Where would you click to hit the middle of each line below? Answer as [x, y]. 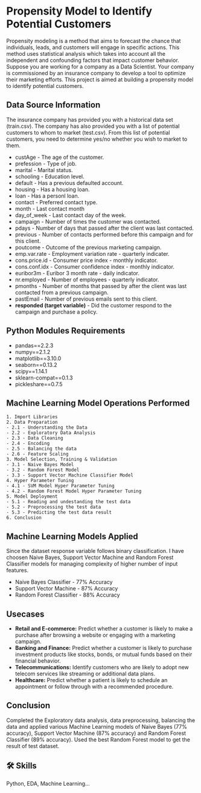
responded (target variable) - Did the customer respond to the [93, 305]
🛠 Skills [22, 766]
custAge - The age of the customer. [59, 157]
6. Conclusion [24, 518]
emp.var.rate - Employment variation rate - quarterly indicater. [92, 253]
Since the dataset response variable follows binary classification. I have [95, 551]
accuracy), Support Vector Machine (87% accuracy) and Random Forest [96, 733]
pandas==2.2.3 [34, 345]
